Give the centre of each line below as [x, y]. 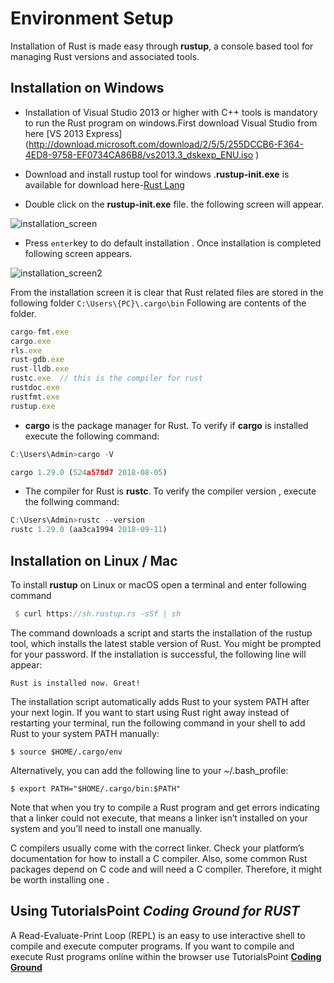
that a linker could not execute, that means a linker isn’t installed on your [159, 818]
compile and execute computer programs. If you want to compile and [152, 946]
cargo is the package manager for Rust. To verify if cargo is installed [166, 425]
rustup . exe [33, 406]
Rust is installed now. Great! [75, 683]
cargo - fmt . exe [40, 332]
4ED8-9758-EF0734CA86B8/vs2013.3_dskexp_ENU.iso [139, 154]
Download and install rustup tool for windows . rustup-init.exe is [157, 174]
